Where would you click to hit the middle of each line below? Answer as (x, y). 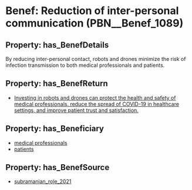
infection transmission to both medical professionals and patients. (85, 65)
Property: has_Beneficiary (55, 129)
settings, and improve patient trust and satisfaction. (76, 110)
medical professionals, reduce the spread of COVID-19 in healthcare (97, 104)
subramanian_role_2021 (43, 181)
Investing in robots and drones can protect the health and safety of (95, 97)
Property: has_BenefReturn (57, 84)
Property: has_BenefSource (58, 167)
